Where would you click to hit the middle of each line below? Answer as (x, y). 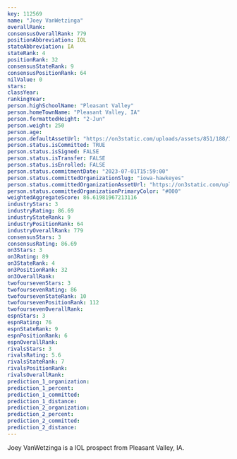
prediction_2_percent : (41, 415)
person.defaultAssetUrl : (44, 138)
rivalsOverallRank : (36, 375)
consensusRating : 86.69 (42, 244)
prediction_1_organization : (49, 381)
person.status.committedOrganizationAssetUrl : (77, 184)
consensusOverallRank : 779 (47, 34)
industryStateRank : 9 (39, 217)
